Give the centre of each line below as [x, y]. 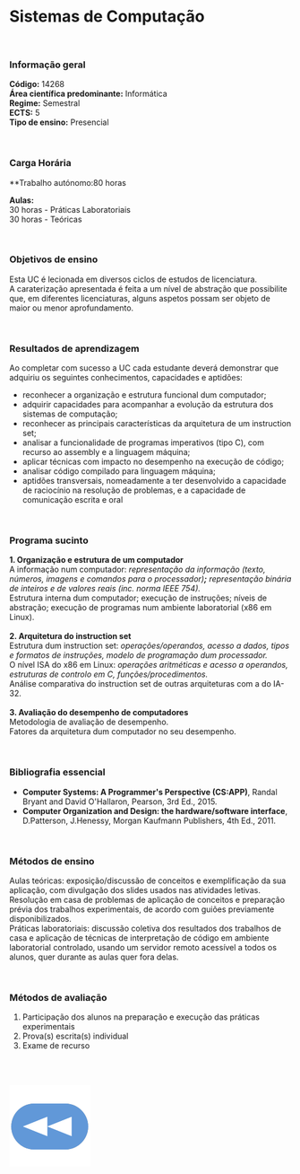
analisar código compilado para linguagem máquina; [119, 471]
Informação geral [47, 65]
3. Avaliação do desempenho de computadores [99, 713]
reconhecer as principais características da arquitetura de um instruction [157, 424]
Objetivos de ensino [54, 259]
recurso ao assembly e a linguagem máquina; [106, 452]
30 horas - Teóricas [46, 219]
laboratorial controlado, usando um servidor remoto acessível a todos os [143, 948]
